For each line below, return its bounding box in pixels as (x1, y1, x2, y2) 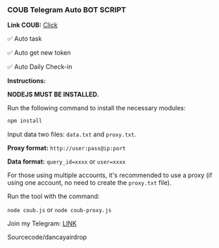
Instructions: (7, 77, 46, 85)
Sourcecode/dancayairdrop (7, 233, 87, 242)
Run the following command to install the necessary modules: (7, 104, 186, 112)
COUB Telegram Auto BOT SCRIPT (7, 5, 127, 15)
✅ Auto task (7, 34, 42, 43)
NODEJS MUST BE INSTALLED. (7, 90, 99, 99)
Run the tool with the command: (7, 192, 100, 201)
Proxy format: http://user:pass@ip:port (7, 144, 126, 152)
